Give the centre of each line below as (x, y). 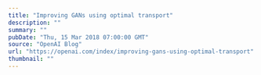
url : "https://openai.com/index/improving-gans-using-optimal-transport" (131, 52)
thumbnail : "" (31, 59)
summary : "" (27, 30)
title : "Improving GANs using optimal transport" (91, 15)
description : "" (34, 23)
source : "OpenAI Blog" (45, 45)
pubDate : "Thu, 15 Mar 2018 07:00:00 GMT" (78, 37)
